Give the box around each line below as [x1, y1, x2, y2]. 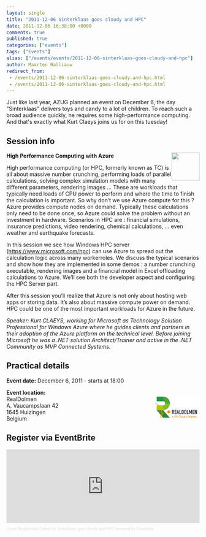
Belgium [6, 414, 28, 422]
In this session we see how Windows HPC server [6, 241, 130, 248]
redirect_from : [6, 68, 45, 74]
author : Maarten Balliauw [6, 61, 72, 67]
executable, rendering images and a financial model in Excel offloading [6, 267, 185, 275]
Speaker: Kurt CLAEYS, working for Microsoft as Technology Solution [6, 317, 182, 324]
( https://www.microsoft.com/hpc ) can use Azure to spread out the [6, 248, 174, 255]
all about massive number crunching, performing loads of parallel [6, 170, 172, 178]
